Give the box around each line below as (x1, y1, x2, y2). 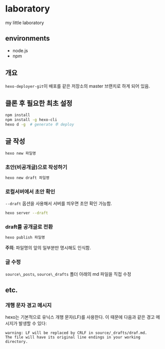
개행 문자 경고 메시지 (5, 302, 52, 309)
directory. (5, 339, 28, 344)
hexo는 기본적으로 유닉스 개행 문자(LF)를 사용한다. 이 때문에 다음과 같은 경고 (5, 314, 155, 320)
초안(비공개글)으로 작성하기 (5, 164, 67, 171)
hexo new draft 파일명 (5, 175, 50, 180)
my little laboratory (5, 20, 44, 26)
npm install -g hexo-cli (5, 118, 57, 123)
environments (5, 34, 50, 43)
